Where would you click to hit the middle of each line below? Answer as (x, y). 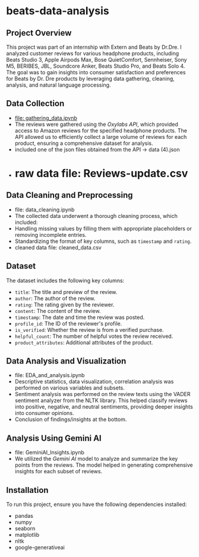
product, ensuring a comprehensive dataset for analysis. (84, 143)
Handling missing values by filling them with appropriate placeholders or (103, 228)
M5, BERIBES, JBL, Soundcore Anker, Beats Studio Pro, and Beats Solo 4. (96, 66)
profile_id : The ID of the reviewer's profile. (68, 323)
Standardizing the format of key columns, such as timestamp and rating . (103, 241)
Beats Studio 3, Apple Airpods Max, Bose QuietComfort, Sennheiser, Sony (97, 60)
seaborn (25, 528)
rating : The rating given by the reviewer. (64, 305)
